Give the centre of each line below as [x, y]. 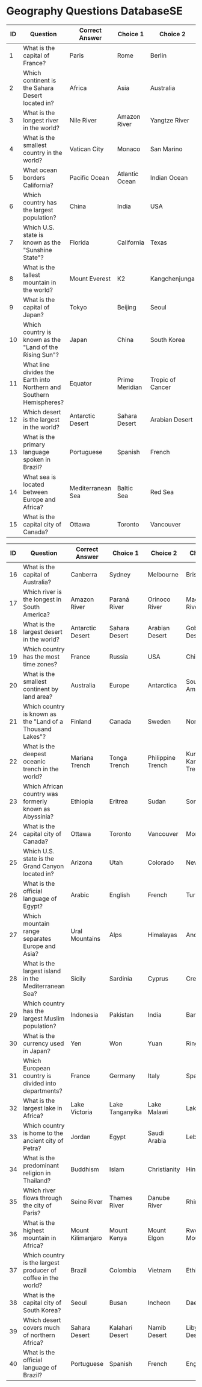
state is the [38, 859]
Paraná [119, 599]
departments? [43, 1091]
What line [36, 364]
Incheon [159, 1303]
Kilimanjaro [86, 1237]
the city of [38, 1205]
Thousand [38, 729]
